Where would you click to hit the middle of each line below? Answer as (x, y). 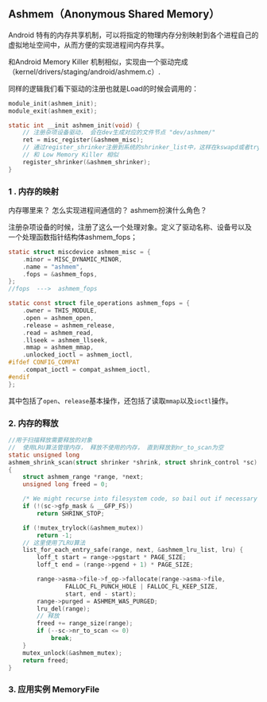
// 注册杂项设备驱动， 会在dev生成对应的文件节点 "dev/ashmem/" (119, 133)
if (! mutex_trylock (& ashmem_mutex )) (83, 528)
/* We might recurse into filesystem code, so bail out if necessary (140, 499)
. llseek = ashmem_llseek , (66, 340)
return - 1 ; (55, 535)
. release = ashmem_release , (69, 325)
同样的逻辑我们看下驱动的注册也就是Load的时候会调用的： (103, 88)
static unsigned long (44, 455)
